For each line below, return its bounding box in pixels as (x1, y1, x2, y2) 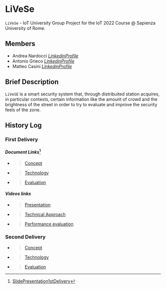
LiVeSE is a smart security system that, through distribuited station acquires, (5, 91, 160, 97)
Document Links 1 (5, 148, 41, 155)
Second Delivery (5, 233, 46, 240)
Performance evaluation (24, 221, 74, 227)
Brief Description (5, 78, 59, 86)
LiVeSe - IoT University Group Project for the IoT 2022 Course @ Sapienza (5, 20, 156, 26)
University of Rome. (5, 25, 45, 31)
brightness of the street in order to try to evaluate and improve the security (5, 101, 158, 107)
